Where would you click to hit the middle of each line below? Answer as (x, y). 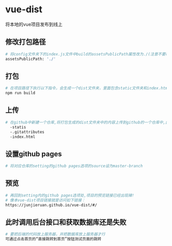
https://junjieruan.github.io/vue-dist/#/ (51, 205)
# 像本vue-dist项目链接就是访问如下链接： (45, 200)
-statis (18, 127)
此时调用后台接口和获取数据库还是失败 (66, 222)
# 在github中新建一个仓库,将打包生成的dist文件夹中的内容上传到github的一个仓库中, (85, 122)
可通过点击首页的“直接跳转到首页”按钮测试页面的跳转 (53, 239)
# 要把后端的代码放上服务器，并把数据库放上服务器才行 (55, 234)
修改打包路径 (26, 42)
